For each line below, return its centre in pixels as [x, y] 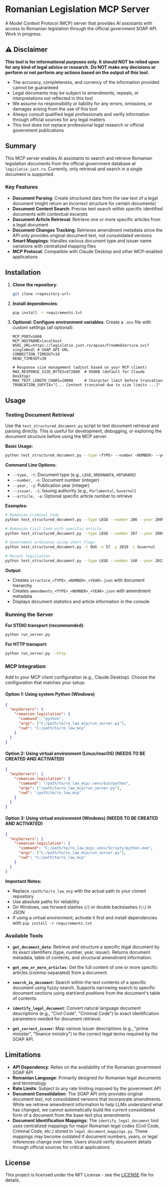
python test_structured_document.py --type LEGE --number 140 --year [79, 561]
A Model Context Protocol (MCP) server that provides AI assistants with [79, 23]
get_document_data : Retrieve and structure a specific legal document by [86, 947]
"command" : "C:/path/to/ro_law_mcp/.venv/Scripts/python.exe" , [86, 848]
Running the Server [29, 614]
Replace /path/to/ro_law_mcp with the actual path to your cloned [79, 891]
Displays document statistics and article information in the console [81, 601]
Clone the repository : [35, 284]
